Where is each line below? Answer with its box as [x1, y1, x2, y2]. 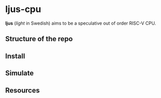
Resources [5, 86, 40, 94]
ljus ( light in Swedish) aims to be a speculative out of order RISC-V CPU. [5, 20, 156, 26]
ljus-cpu [5, 4, 42, 15]
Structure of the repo [5, 35, 73, 43]
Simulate [5, 69, 34, 77]
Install [5, 52, 25, 60]
